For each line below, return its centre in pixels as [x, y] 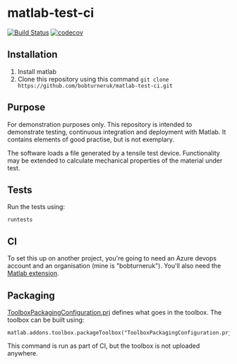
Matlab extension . [33, 273]
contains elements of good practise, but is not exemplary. [91, 139]
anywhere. [23, 353]
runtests [20, 220]
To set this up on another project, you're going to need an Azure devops [112, 258]
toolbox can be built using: [46, 320]
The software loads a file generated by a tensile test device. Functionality [114, 153]
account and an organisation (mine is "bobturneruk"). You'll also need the [114, 266]
